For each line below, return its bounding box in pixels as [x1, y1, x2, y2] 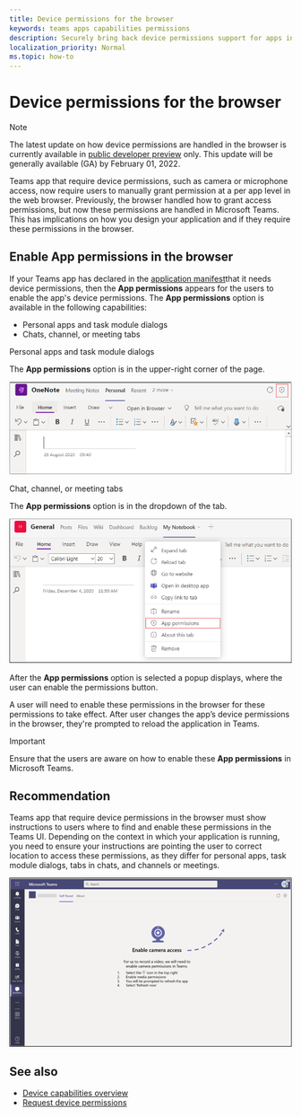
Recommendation [9, 788, 110, 804]
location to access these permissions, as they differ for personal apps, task [9, 850, 287, 861]
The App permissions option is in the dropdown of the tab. [9, 500, 228, 511]
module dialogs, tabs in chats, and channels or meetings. [9, 860, 220, 871]
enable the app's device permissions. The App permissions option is [9, 292, 264, 303]
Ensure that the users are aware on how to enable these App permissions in [9, 752, 291, 763]
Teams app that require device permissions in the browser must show [9, 813, 267, 823]
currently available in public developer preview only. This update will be [9, 149, 273, 160]
